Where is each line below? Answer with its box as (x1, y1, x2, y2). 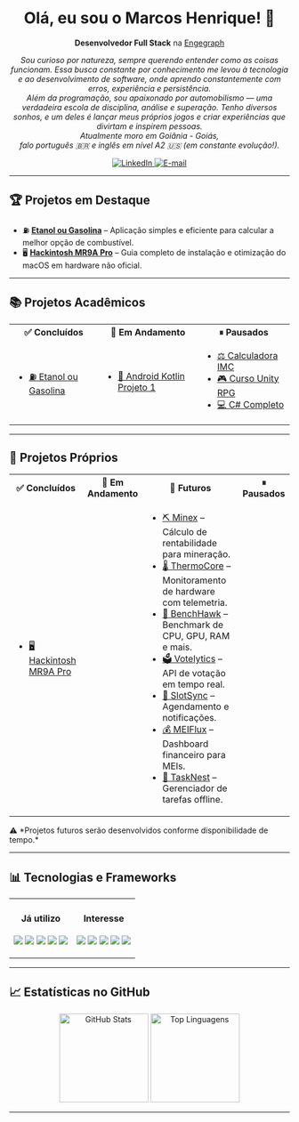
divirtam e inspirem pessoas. (96, 120, 203, 132)
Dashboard (162, 738, 209, 750)
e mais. (162, 641, 193, 653)
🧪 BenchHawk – (162, 608, 229, 620)
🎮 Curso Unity (216, 372, 279, 384)
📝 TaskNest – (162, 771, 217, 784)
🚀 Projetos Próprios (9, 449, 118, 465)
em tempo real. (162, 678, 225, 690)
